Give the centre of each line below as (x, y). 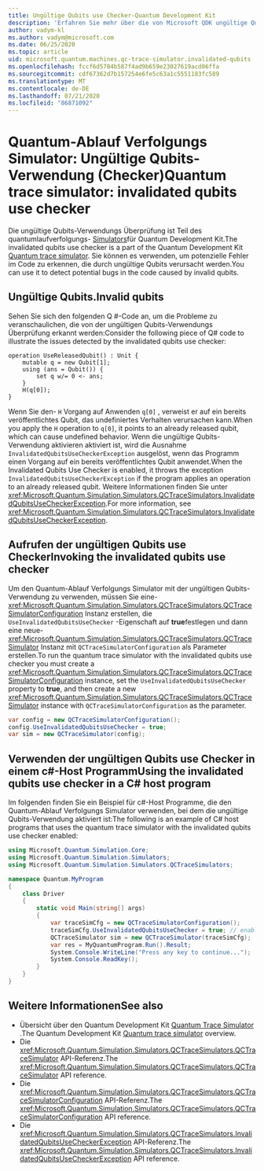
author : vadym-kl (37, 30)
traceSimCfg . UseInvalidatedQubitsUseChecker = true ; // (143, 930)
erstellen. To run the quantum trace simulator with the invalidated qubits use (130, 655)
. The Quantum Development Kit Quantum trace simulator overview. (128, 1033)
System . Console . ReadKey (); (94, 959)
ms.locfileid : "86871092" (50, 103)
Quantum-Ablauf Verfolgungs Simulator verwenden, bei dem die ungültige (128, 811)
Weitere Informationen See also (86, 1006)
